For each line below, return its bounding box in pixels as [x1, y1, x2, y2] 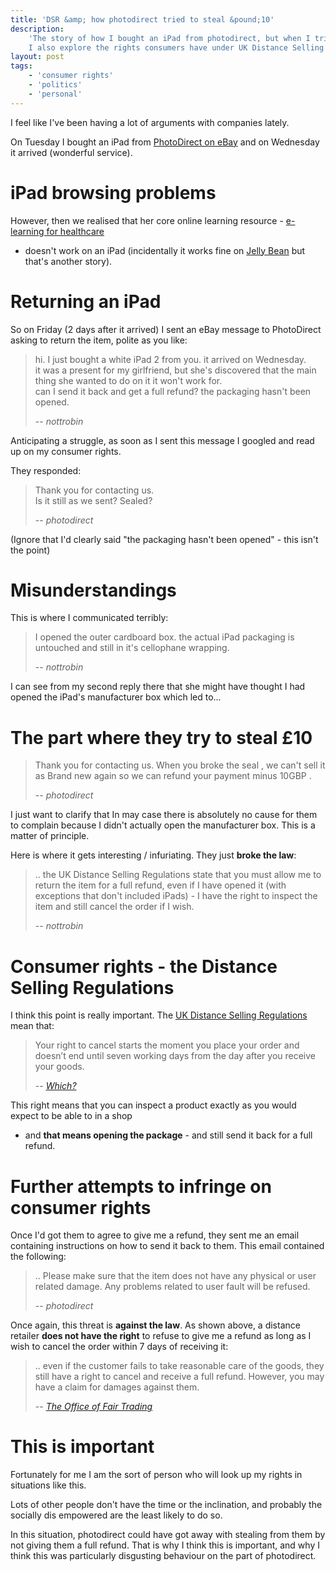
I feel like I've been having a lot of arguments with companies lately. [10, 116, 290, 128]
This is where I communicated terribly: [10, 612, 169, 624]
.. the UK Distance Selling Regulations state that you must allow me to [34, 869, 322, 881]
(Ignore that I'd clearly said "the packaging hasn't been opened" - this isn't [10, 533, 319, 545]
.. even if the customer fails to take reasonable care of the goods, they [34, 1360, 325, 1372]
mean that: [10, 1020, 55, 1032]
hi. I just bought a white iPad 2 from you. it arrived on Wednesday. [34, 353, 307, 365]
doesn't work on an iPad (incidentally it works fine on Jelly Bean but [24, 244, 306, 256]
